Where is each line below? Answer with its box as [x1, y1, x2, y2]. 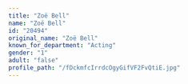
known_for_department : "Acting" [8, 42, 116, 50]
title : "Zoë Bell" [8, 11, 70, 20]
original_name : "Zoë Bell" [8, 34, 98, 42]
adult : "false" [8, 57, 59, 65]
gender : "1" [8, 49, 48, 57]
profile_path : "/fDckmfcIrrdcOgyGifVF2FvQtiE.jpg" [8, 64, 181, 72]
